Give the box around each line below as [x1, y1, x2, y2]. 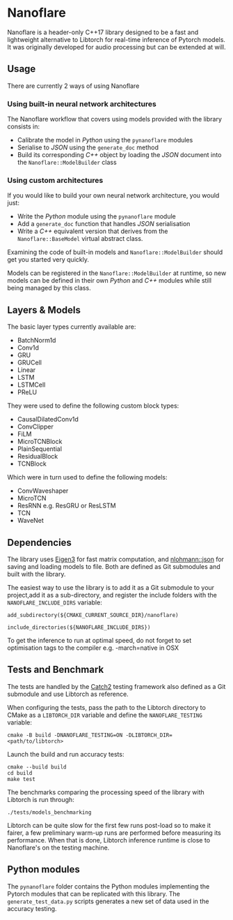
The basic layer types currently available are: [7, 322, 136, 331]
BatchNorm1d [17, 336, 56, 345]
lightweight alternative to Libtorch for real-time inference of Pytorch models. [7, 35, 226, 43]
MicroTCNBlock [17, 438, 63, 446]
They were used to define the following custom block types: [7, 401, 179, 410]
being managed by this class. [7, 284, 92, 292]
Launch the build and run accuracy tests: [7, 750, 124, 758]
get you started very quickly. [7, 255, 89, 264]
